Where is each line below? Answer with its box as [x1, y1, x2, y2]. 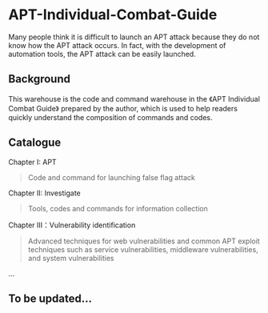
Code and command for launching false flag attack [27, 172, 196, 182]
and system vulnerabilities [27, 253, 114, 263]
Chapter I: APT [8, 157, 58, 167]
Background [8, 72, 70, 86]
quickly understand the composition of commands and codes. [8, 112, 214, 122]
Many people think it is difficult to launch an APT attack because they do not [8, 32, 260, 42]
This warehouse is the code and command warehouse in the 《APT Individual [8, 94, 260, 103]
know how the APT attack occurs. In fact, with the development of [8, 40, 226, 50]
